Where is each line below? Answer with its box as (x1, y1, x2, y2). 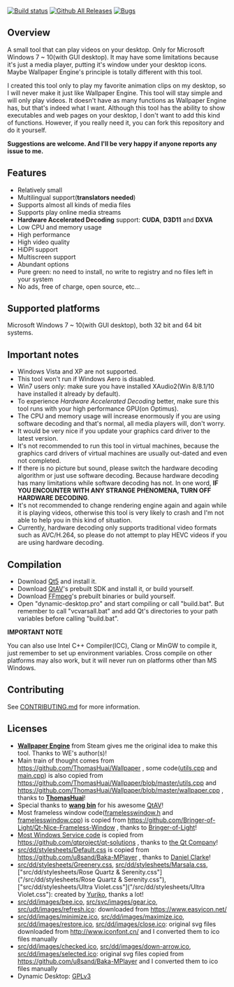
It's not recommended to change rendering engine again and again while (17, 501, 227, 510)
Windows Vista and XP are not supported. (17, 367, 138, 376)
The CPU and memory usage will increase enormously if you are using (17, 412, 221, 420)
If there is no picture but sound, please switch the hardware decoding (17, 464, 218, 472)
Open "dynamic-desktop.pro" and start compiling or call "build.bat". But (17, 599, 225, 608)
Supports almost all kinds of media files (17, 200, 131, 209)
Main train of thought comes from (17, 756, 115, 765)
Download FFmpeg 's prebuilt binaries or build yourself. (17, 592, 176, 601)
